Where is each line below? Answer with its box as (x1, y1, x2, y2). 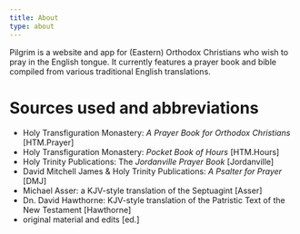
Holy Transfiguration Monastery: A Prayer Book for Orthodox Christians (22, 128, 291, 139)
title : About (9, 13, 59, 23)
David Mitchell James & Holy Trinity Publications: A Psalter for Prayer (22, 166, 283, 177)
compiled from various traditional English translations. (9, 65, 211, 77)
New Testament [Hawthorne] (22, 205, 132, 216)
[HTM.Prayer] (22, 137, 75, 148)
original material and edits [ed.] (22, 214, 140, 225)
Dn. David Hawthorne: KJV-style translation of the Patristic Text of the (22, 195, 285, 206)
